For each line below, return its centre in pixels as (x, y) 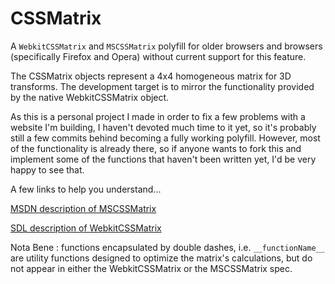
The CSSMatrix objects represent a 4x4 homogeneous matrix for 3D (151, 76)
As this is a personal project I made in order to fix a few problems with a (158, 116)
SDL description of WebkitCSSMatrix (86, 228)
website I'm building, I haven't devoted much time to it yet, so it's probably (163, 127)
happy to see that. (47, 169)
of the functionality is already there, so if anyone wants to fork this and (156, 148)
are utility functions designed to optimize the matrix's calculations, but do (161, 258)
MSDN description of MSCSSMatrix (83, 208)
